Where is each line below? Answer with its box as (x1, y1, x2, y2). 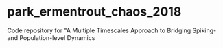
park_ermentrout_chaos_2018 (7, 4, 182, 20)
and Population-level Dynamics (7, 33, 95, 41)
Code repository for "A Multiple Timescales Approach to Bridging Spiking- (7, 26, 217, 34)
